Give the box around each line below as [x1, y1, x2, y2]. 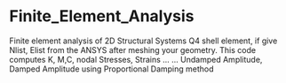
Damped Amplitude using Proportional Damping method [9, 64, 215, 74]
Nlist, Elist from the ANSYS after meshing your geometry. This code [9, 44, 256, 55]
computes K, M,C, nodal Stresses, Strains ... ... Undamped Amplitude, [9, 54, 263, 64]
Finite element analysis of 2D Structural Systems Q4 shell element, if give [9, 35, 278, 46]
